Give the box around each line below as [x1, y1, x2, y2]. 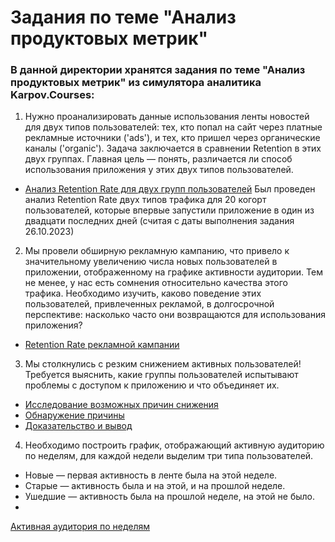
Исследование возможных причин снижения [24, 399, 219, 411]
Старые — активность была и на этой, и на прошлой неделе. [24, 480, 286, 492]
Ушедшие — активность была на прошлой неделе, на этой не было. [24, 491, 316, 503]
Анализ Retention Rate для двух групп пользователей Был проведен [24, 183, 316, 195]
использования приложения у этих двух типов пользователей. [24, 164, 294, 176]
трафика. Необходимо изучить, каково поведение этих [24, 287, 262, 300]
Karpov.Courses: [10, 88, 95, 102]
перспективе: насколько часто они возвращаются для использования [24, 309, 326, 321]
